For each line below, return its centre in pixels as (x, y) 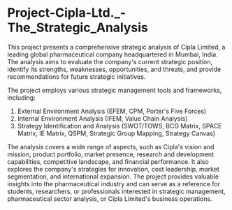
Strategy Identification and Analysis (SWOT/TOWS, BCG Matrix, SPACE (119, 126)
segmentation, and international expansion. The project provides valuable (113, 177)
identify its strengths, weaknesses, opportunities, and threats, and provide (114, 69)
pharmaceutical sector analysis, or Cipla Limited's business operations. (110, 198)
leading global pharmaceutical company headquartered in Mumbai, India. (113, 54)
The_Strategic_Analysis (78, 28)
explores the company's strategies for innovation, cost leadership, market (114, 169)
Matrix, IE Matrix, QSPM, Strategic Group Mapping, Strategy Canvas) (116, 133)
